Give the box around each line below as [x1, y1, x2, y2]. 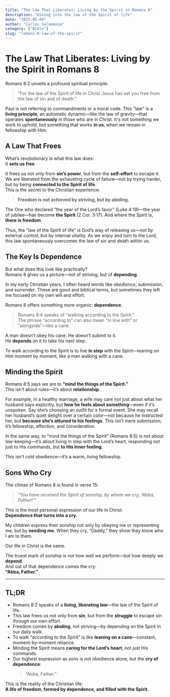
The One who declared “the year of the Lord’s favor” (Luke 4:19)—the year [5, 206, 161, 212]
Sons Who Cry [5, 468, 52, 477]
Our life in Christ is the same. [5, 543, 66, 549]
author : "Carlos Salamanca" [5, 21, 65, 27]
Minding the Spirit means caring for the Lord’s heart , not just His [12, 645, 148, 651]
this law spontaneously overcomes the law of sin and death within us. [5, 238, 150, 244]
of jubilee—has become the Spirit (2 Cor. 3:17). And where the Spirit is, [5, 212, 153, 218]
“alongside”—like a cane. [17, 322, 70, 328]
